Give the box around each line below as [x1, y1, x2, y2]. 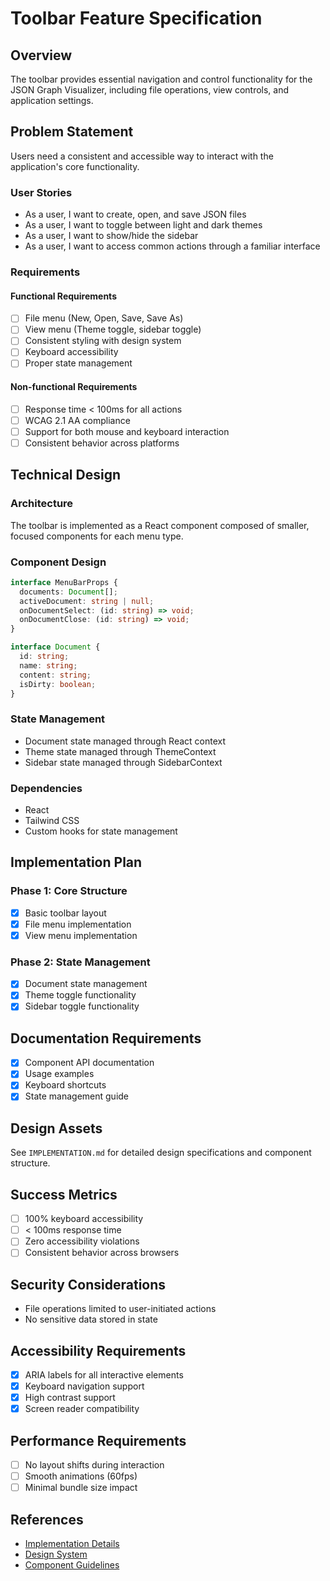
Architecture [10, 497, 74, 511]
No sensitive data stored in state [24, 1313, 158, 1326]
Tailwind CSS [24, 815, 80, 827]
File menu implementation [24, 918, 132, 930]
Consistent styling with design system [24, 335, 182, 347]
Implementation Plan [10, 854, 143, 871]
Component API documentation [24, 1057, 155, 1069]
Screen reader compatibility [24, 1403, 140, 1415]
